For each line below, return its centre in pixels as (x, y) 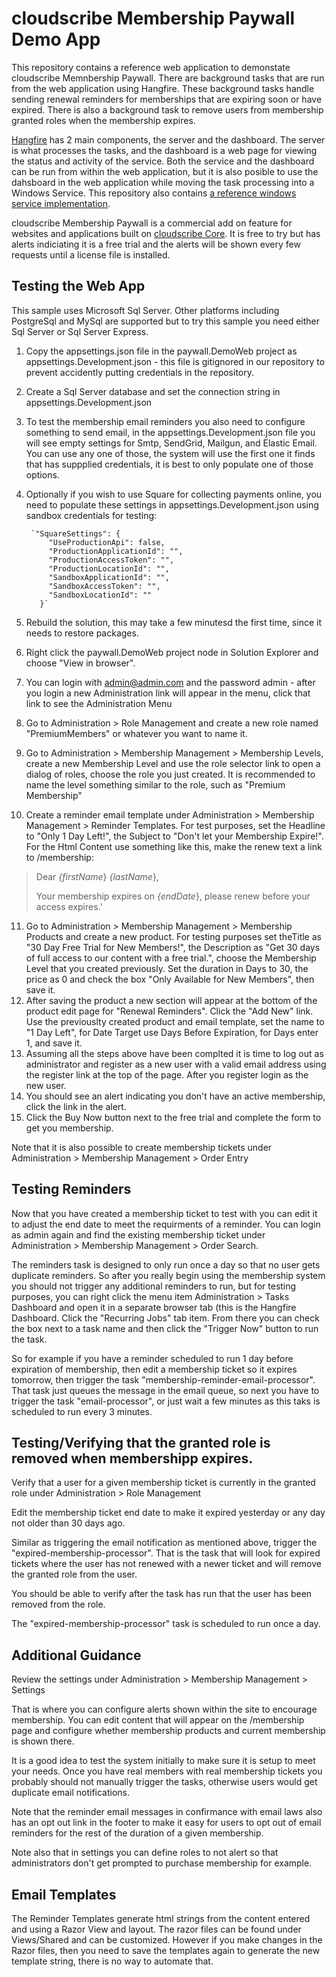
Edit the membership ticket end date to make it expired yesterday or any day (168, 1513)
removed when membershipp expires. (132, 1458)
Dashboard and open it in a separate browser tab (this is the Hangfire (154, 1307)
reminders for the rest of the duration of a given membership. (137, 1833)
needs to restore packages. (82, 633)
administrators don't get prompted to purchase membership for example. (162, 1863)
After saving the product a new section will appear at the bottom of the (171, 1000)
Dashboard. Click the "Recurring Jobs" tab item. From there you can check (165, 1318)
